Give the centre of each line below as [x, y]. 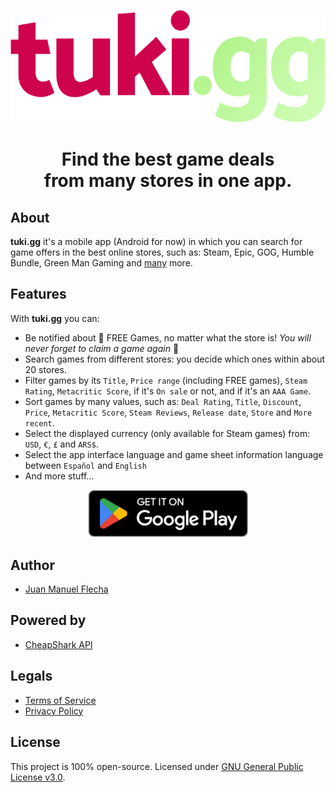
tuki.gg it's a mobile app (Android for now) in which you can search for [156, 241]
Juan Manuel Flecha [66, 589]
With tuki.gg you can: [55, 318]
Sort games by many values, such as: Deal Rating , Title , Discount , [163, 401]
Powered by [48, 620]
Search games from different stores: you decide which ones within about [175, 359]
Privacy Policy [54, 711]
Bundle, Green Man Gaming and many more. [101, 263]
